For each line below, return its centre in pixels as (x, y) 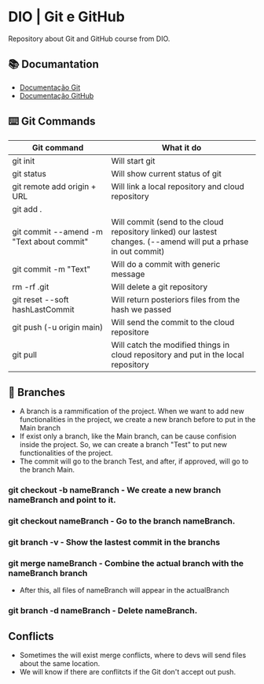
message (128, 274)
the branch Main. (47, 470)
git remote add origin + (54, 187)
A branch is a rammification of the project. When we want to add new (132, 411)
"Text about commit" (50, 242)
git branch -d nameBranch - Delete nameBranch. (103, 611)
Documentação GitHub (57, 95)
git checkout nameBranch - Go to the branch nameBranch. (122, 521)
